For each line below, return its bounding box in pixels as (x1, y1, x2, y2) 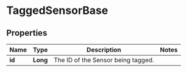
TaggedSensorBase (6, 4, 108, 18)
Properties (6, 28, 48, 38)
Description (86, 46, 122, 54)
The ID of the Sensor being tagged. (54, 56, 154, 64)
